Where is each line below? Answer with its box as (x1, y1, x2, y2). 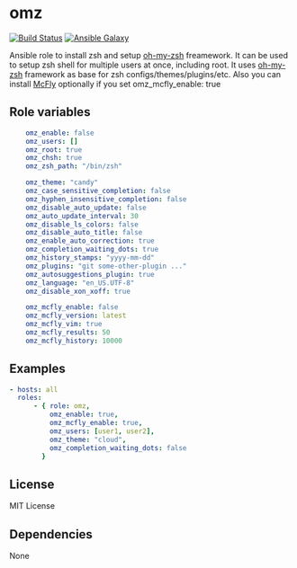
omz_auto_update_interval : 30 (25, 211, 139, 220)
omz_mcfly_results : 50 (25, 328, 111, 337)
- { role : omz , (32, 402, 91, 411)
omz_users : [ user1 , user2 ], (49, 426, 155, 436)
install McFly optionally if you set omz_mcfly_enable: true (9, 78, 221, 89)
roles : (17, 394, 42, 403)
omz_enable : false (25, 129, 94, 138)
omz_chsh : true (25, 154, 83, 163)
